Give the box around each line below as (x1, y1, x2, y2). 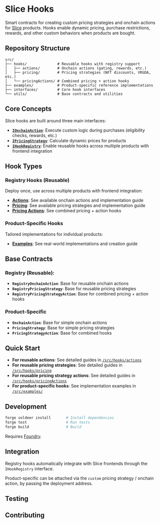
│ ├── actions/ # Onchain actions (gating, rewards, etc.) (5, 66, 147, 70)
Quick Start (5, 344, 40, 352)
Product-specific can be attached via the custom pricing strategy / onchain (5, 475, 154, 481)
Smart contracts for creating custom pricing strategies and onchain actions (5, 20, 156, 25)
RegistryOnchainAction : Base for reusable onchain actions (12, 280, 129, 287)
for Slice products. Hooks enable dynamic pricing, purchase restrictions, (5, 24, 150, 30)
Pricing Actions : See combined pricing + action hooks (12, 208, 122, 214)
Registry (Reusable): (5, 269, 55, 276)
